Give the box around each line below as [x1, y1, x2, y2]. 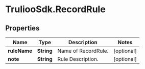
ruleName [8, 47, 32, 54]
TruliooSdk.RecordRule [5, 4, 106, 15]
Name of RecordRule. [57, 47, 109, 54]
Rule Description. [57, 56, 99, 62]
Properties [5, 24, 40, 32]
